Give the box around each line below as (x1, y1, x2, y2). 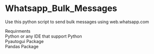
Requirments (5, 28, 31, 34)
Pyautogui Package (5, 38, 44, 44)
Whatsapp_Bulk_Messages (5, 3, 118, 14)
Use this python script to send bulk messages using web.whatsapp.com (5, 19, 149, 25)
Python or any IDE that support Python (5, 33, 83, 39)
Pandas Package (5, 43, 39, 49)
